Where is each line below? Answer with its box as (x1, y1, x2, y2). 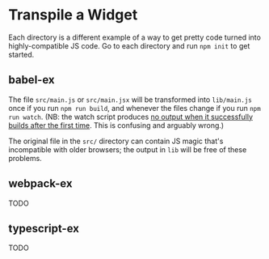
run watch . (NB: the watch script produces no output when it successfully (8, 112, 253, 121)
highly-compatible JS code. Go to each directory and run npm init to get (8, 40, 250, 50)
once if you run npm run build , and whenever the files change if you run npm (8, 103, 261, 113)
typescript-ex (8, 221, 79, 236)
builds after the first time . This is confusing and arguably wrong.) (8, 120, 225, 130)
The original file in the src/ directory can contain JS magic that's (8, 136, 224, 146)
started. (8, 49, 35, 59)
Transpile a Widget (8, 6, 138, 24)
